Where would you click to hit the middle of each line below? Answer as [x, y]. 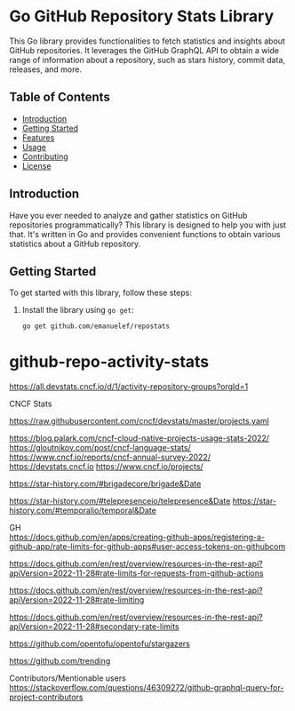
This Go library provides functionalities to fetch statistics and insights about [147, 41]
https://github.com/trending [60, 661]
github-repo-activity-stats [109, 362]
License [36, 165]
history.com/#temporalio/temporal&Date [83, 511]
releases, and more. [46, 69]
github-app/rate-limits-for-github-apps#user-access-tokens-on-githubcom [147, 547]
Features [38, 137]
